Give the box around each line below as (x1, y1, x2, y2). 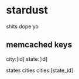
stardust (6, 4, 49, 17)
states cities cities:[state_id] (6, 67, 74, 74)
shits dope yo (6, 23, 39, 30)
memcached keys (6, 40, 72, 50)
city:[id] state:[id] (6, 55, 48, 62)
